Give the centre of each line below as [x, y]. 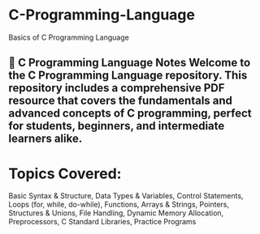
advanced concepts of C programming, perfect [130, 114]
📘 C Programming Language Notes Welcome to [130, 63]
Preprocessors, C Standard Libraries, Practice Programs [102, 222]
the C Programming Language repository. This [128, 76]
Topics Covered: [65, 174]
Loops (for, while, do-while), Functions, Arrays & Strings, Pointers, [119, 205]
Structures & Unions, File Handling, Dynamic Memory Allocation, [116, 213]
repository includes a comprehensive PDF [117, 88]
